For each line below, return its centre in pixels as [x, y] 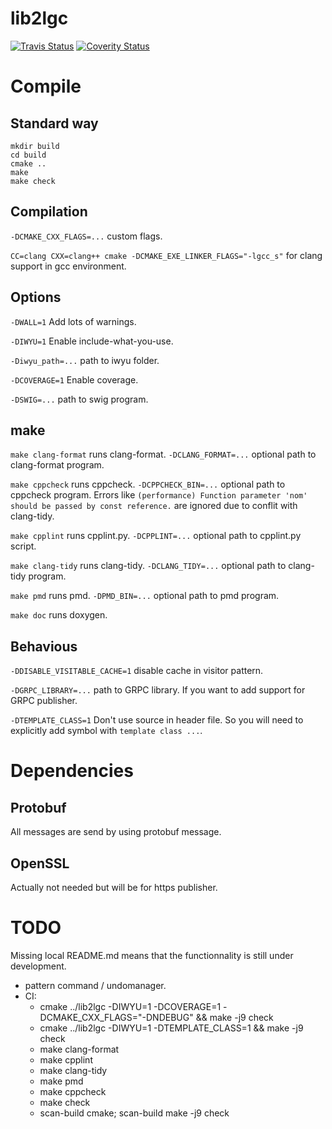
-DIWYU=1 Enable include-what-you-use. [92, 341]
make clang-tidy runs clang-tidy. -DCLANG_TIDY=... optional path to [148, 566]
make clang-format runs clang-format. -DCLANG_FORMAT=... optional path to [163, 454]
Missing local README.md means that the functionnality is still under [152, 955]
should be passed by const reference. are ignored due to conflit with [154, 506]
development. [38, 966]
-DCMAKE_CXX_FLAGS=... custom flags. [86, 236]
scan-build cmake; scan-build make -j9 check [134, 1113]
